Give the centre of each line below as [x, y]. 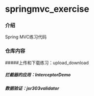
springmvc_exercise [47, 9]
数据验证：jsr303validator [32, 88]
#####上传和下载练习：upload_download [47, 63]
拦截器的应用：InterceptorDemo [38, 75]
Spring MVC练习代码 [26, 37]
